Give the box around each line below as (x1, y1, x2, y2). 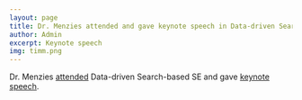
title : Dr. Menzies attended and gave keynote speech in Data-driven (9, 22, 276, 31)
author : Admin (9, 30, 63, 39)
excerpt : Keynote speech (9, 38, 102, 48)
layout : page (9, 13, 58, 23)
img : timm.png (9, 47, 63, 56)
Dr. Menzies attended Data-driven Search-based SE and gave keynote (9, 71, 270, 82)
